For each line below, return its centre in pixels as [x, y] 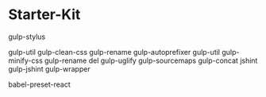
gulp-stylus [27, 37]
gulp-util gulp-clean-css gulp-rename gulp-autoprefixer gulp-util [114, 52]
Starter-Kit [44, 15]
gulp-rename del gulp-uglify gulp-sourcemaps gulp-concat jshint [151, 60]
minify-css [26, 60]
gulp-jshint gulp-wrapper [49, 68]
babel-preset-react [39, 84]
